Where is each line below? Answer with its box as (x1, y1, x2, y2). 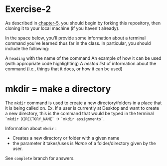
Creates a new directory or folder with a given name (12, 135, 120, 141)
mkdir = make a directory (5, 83, 111, 95)
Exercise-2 (5, 3, 51, 15)
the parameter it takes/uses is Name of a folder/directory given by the (12, 140, 156, 146)
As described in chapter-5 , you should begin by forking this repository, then (5, 20, 161, 26)
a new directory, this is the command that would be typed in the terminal (5, 110, 154, 116)
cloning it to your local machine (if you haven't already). (5, 25, 120, 31)
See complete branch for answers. (5, 155, 75, 161)
